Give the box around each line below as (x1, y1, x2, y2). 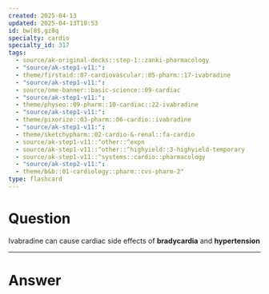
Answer (8, 272, 62, 289)
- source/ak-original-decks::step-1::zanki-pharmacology (15, 57, 210, 65)
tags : (8, 49, 26, 57)
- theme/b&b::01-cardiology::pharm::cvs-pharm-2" (15, 168, 184, 176)
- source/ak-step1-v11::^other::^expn (15, 137, 146, 146)
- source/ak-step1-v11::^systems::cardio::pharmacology (15, 153, 206, 161)
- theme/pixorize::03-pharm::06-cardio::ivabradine (15, 116, 192, 124)
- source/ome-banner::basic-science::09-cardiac (15, 85, 181, 94)
